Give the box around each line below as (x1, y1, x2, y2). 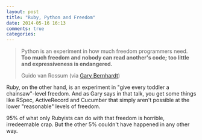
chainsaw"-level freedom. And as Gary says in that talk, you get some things (6, 90, 197, 97)
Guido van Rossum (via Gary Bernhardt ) (21, 72, 121, 79)
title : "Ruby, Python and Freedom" (6, 14, 96, 20)
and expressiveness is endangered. (21, 61, 113, 68)
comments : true (6, 25, 45, 32)
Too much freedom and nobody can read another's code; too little (21, 54, 190, 61)
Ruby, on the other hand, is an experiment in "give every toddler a (6, 84, 170, 91)
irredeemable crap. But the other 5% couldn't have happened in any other (6, 121, 190, 128)
